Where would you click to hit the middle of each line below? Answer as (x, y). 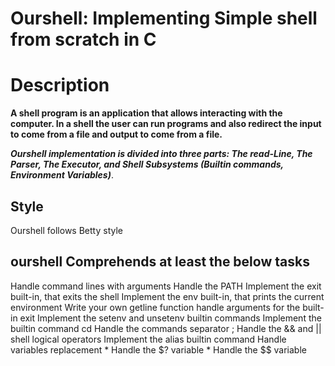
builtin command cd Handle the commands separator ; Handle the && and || (166, 328)
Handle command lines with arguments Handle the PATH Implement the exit (166, 286)
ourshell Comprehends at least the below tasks (160, 262)
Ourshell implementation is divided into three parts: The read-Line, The (161, 154)
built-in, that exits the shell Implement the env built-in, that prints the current (167, 296)
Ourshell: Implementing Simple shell (164, 18)
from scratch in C (83, 39)
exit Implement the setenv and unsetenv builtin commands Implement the (170, 318)
